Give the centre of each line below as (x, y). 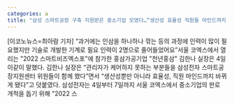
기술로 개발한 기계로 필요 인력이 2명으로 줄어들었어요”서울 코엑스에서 (125, 50)
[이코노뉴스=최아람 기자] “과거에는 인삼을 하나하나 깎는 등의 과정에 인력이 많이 (114, 41)
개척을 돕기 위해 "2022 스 (42, 93)
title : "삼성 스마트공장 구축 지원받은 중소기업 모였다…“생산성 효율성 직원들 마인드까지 (117, 20)
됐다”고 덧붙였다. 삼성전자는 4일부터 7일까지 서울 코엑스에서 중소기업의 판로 (117, 84)
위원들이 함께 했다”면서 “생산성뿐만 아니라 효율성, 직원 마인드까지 (126, 76)
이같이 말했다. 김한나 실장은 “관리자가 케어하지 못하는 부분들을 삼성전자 (104, 67)
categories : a (28, 14)
